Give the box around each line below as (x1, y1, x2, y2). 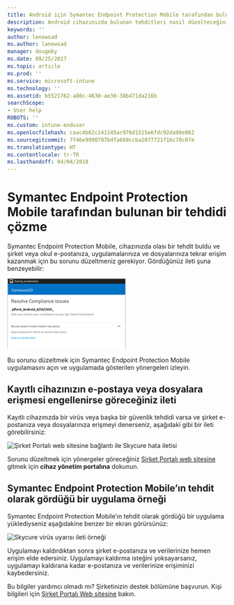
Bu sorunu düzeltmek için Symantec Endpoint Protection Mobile (7, 356, 190, 364)
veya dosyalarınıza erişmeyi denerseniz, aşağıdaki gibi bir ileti (37, 420, 214, 428)
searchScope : (7, 100, 45, 107)
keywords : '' (7, 26, 45, 33)
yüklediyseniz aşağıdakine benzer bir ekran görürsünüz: (7, 519, 169, 528)
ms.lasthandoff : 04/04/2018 (7, 158, 89, 165)
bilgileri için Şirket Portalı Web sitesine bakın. (7, 590, 136, 598)
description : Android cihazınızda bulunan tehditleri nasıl (7, 18, 186, 26)
